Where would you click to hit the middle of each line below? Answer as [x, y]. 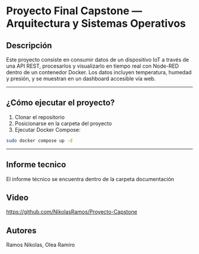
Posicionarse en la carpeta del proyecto [63, 123]
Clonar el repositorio [40, 117]
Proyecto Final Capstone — [74, 11]
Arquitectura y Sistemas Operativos [96, 23]
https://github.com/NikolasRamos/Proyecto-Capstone [72, 212]
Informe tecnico [36, 165]
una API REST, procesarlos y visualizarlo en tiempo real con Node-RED [93, 66]
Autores [21, 231]
